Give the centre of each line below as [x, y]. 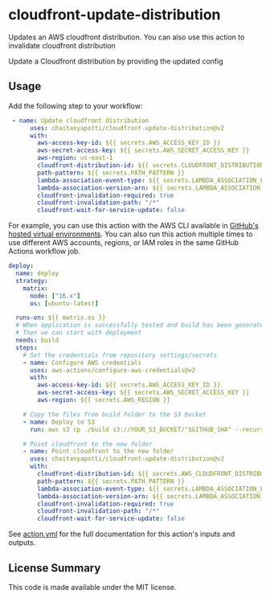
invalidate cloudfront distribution [62, 45]
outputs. [22, 543]
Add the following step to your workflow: [76, 105]
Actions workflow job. [44, 252]
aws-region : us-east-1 [75, 158]
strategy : [32, 281]
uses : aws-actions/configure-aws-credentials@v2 [112, 370]
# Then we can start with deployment [79, 333]
